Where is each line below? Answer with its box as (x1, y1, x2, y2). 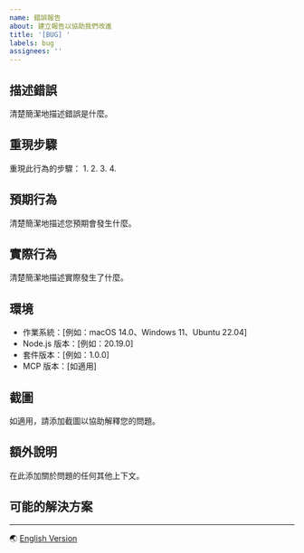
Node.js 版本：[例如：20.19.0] (22, 338, 134, 349)
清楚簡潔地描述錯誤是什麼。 (9, 108, 113, 118)
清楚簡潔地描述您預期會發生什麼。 (9, 218, 137, 229)
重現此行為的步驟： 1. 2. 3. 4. (9, 163, 118, 173)
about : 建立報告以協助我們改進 (9, 22, 112, 31)
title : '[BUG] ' (9, 30, 71, 39)
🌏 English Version (9, 532, 78, 543)
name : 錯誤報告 (9, 13, 62, 23)
